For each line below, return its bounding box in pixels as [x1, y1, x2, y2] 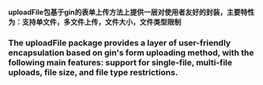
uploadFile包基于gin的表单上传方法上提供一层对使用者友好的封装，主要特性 [8, 7, 255, 17]
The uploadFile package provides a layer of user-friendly [8, 37, 231, 48]
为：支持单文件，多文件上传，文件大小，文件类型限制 [8, 17, 182, 27]
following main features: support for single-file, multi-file [8, 57, 233, 68]
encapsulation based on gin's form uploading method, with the [8, 47, 254, 58]
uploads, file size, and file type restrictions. [8, 67, 178, 78]
